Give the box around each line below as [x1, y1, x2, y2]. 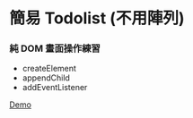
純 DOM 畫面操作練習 [9, 42, 101, 55]
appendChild [22, 72, 70, 83]
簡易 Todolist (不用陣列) [9, 8, 185, 29]
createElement [22, 63, 76, 74]
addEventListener [22, 82, 88, 93]
